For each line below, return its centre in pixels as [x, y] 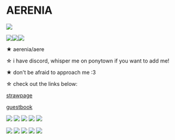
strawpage [19, 95]
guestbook [19, 107]
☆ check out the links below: [42, 83]
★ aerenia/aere [25, 49]
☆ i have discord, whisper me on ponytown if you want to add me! [88, 61]
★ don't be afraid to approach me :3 [51, 72]
